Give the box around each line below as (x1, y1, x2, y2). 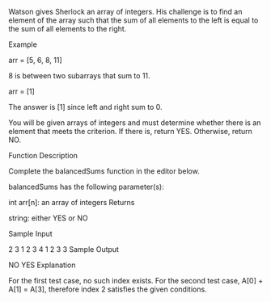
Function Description (8, 151, 78, 160)
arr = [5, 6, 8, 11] (8, 56, 62, 65)
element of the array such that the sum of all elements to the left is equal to (8, 15, 259, 25)
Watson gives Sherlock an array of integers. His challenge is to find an (8, 7, 243, 16)
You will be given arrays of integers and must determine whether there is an (8, 118, 261, 128)
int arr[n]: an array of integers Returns (8, 198, 135, 207)
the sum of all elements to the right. (8, 24, 127, 33)
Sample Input (8, 229, 53, 238)
